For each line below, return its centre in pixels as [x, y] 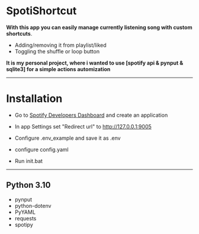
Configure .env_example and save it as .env [68, 138]
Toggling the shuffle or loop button [57, 51]
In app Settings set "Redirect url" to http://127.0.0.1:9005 [83, 126]
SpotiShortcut [41, 11]
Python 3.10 [28, 185]
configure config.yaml [42, 149]
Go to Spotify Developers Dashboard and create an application [91, 115]
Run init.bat [29, 161]
